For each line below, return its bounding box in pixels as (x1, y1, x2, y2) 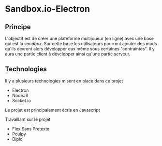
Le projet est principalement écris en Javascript (5, 107, 100, 113)
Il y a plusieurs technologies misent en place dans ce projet (5, 78, 123, 83)
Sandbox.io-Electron (5, 3, 90, 15)
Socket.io (12, 97, 31, 103)
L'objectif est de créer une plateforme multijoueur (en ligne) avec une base (5, 35, 154, 41)
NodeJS (12, 92, 29, 98)
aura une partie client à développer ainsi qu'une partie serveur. (5, 51, 131, 57)
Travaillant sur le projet (5, 116, 51, 122)
